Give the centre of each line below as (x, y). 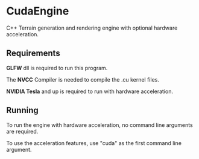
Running (23, 110)
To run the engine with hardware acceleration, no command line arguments (99, 125)
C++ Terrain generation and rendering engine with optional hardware (92, 28)
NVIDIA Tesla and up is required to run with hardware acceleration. (90, 91)
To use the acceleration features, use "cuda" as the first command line (94, 143)
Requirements (33, 54)
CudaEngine (38, 11)
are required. (22, 131)
